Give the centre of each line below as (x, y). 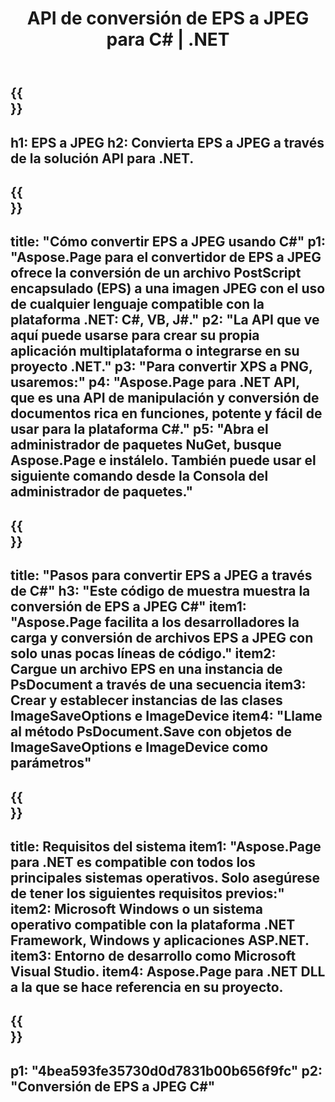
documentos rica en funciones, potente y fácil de (166, 413)
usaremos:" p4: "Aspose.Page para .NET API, (155, 382)
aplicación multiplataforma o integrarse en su (155, 351)
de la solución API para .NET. (102, 158)
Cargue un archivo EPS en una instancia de (146, 669)
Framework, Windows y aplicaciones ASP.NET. (160, 940)
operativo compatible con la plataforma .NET (153, 924)
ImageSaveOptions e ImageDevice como (139, 747)
